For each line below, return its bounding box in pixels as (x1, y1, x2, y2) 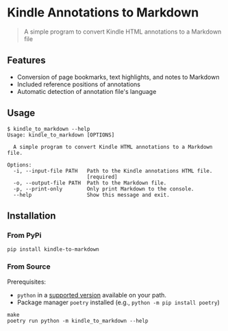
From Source (7, 262, 51, 271)
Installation (7, 210, 56, 221)
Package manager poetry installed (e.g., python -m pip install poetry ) (16, 298, 220, 306)
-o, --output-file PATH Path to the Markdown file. (13, 180, 167, 186)
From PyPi (7, 230, 42, 240)
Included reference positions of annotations (16, 80, 141, 88)
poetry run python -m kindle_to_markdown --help (7, 317, 149, 324)
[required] (86, 173, 118, 180)
